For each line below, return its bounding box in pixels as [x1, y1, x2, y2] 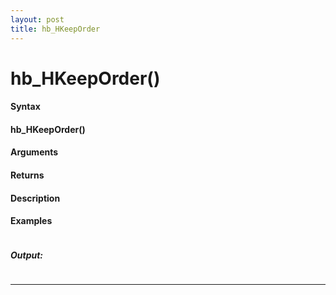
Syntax [10, 101, 41, 113]
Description [10, 192, 61, 204]
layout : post [10, 14, 65, 25]
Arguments [10, 146, 59, 158]
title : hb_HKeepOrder [10, 24, 101, 34]
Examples [10, 215, 53, 227]
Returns [10, 169, 45, 181]
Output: [10, 249, 44, 261]
